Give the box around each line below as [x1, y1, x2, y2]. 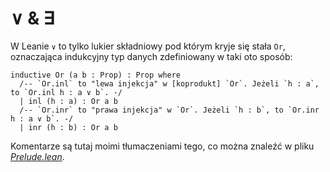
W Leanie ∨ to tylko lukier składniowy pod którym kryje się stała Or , [10, 40, 286, 52]
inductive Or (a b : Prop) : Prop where [10, 70, 182, 80]
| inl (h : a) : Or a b [19, 96, 118, 106]
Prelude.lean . [10, 150, 65, 162]
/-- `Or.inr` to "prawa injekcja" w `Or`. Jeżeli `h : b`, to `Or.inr [19, 105, 320, 115]
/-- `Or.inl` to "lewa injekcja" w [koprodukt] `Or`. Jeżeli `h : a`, [19, 78, 320, 89]
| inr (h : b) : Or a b [19, 122, 118, 132]
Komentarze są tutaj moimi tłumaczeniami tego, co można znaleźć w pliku [10, 140, 315, 152]
